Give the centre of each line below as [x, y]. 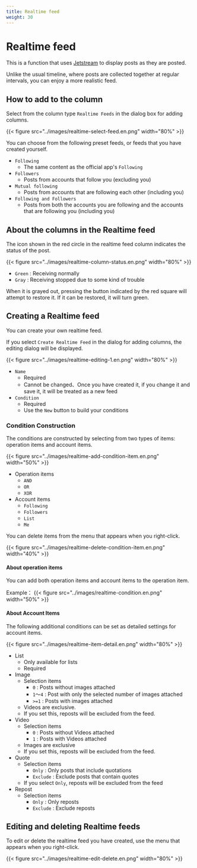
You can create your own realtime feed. [54, 330]
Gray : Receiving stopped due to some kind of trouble [80, 280]
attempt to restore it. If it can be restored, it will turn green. [78, 298]
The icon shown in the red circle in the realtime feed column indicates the [96, 244]
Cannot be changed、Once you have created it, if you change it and [107, 384]
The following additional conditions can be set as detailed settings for [91, 626]
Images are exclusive [49, 745]
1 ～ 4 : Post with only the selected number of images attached [107, 694]
